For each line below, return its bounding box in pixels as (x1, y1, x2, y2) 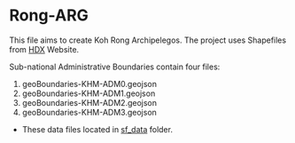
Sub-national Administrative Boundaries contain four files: (9, 61, 221, 72)
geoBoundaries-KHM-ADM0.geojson (21, 78, 158, 89)
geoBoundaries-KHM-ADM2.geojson (21, 97, 158, 107)
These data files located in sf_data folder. (21, 123, 173, 134)
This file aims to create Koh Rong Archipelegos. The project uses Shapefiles (9, 35, 286, 45)
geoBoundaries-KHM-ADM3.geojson (21, 107, 158, 117)
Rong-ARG (9, 5, 89, 26)
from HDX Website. (9, 44, 80, 54)
